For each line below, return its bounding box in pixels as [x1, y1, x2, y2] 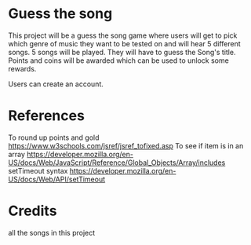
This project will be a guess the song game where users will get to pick [8, 31, 238, 40]
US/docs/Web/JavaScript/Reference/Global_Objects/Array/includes [8, 158, 226, 167]
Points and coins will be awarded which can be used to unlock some [8, 56, 229, 65]
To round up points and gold [8, 133, 100, 142]
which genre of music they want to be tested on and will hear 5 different [8, 38, 241, 48]
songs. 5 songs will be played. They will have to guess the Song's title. [8, 47, 236, 57]
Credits [8, 202, 57, 220]
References [8, 107, 85, 125]
